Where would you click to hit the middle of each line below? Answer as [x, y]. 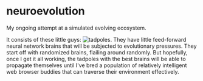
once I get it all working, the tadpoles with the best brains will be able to [96, 59]
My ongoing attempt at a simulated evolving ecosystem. [77, 28]
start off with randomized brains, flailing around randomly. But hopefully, [97, 52]
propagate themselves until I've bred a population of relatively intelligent [97, 65]
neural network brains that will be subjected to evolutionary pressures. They [101, 46]
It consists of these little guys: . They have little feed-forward [96, 39]
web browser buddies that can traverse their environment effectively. [93, 71]
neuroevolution [46, 11]
